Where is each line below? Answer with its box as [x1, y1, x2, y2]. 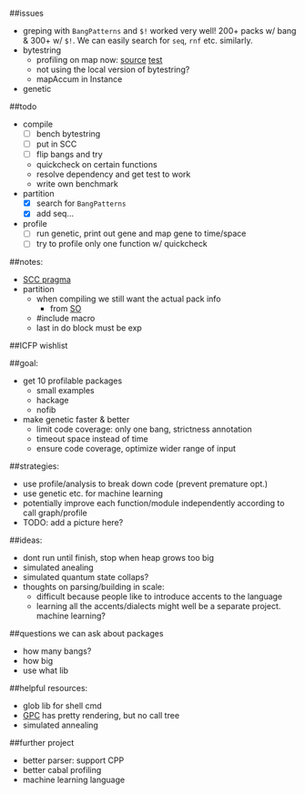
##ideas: [9, 534, 43, 545]
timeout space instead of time [36, 433, 148, 444]
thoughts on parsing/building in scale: [22, 582, 166, 593]
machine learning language [22, 774, 126, 786]
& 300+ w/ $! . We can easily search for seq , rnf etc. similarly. [22, 36, 253, 46]
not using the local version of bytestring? [36, 64, 190, 75]
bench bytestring [36, 128, 101, 139]
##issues [9, 8, 44, 18]
